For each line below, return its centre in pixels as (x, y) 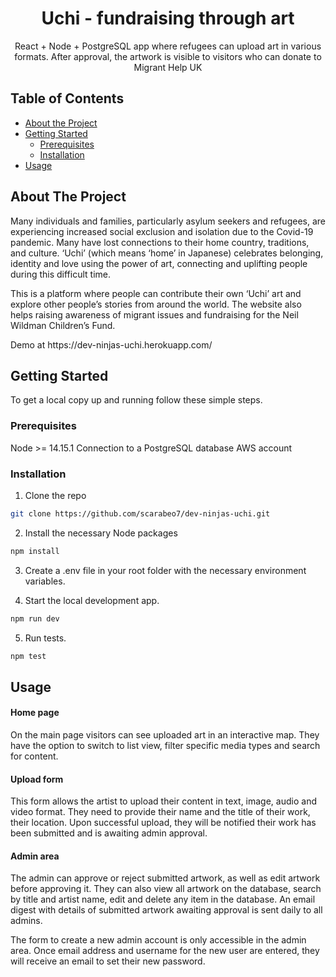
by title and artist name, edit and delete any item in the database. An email (163, 899)
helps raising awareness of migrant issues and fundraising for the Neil (154, 314)
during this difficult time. (61, 274)
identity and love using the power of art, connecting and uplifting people (159, 263)
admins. (26, 921)
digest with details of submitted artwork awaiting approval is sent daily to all (166, 910)
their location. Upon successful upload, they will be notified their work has (163, 823)
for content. (34, 756)
